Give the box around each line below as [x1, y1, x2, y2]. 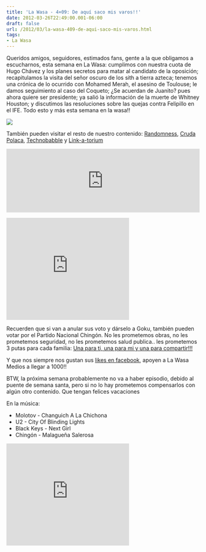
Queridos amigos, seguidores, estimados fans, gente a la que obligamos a [6, 55, 194, 61]
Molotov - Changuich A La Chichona [15, 412, 107, 419]
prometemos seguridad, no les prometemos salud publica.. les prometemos [6, 338, 197, 345]
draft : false [6, 20, 40, 26]
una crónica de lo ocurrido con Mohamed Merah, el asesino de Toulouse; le [6, 80, 197, 88]
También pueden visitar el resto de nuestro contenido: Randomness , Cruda [6, 130, 196, 137]
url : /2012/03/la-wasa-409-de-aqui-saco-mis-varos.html [6, 26, 152, 33]
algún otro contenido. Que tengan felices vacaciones [6, 388, 140, 395]
